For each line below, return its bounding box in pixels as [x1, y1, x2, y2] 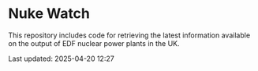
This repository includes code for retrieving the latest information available [8, 30, 251, 40]
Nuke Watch [8, 5, 91, 23]
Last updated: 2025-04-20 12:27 [8, 54, 114, 63]
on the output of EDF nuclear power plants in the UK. [8, 38, 180, 48]
